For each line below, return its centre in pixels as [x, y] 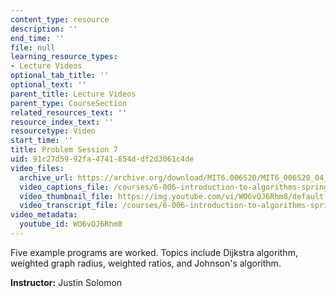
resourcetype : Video [53, 131]
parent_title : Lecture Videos [73, 94]
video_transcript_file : [68, 206]
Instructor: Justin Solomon [66, 282]
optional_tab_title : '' [60, 76]
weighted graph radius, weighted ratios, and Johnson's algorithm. [146, 263]
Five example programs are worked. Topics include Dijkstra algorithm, [154, 252]
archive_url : [46, 177]
